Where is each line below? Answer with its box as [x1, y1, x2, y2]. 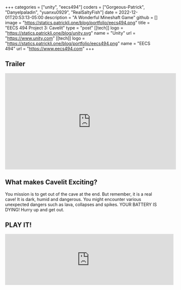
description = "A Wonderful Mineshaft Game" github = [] [44, 15, 158, 20]
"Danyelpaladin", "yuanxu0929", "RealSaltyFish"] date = [5, 9, 118, 15]
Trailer [5, 60, 25, 68]
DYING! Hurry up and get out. [5, 206, 64, 212]
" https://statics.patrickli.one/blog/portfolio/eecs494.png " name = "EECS [5, 41, 150, 46]
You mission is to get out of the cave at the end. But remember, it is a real [5, 191, 152, 197]
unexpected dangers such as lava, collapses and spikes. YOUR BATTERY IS [5, 201, 157, 207]
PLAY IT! [5, 221, 32, 229]
